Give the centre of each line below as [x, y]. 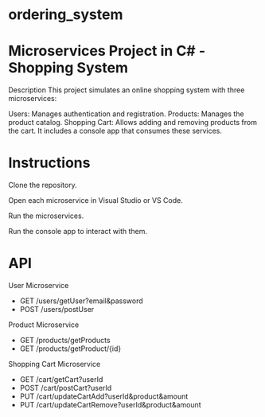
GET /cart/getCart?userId [61, 379]
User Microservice [39, 285]
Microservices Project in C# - [107, 51]
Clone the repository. [43, 185]
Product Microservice [44, 325]
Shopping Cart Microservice [55, 364]
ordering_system [66, 15]
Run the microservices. [46, 216]
